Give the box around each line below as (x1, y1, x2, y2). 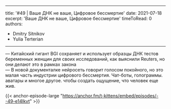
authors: (5, 21, 23, 27)
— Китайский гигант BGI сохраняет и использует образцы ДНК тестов (5, 51, 159, 56)
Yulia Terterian (12, 36, 43, 42)
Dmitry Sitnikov (12, 31, 45, 37)
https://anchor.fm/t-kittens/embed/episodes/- (62, 93, 159, 99)
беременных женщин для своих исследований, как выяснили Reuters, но (5, 56, 165, 62)
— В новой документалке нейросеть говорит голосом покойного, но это (5, 67, 164, 72)
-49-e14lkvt (5, 98, 30, 104)
